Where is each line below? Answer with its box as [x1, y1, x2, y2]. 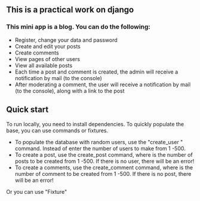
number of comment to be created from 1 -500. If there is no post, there [14, 170, 192, 177]
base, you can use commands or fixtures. [6, 127, 109, 134]
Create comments [14, 49, 59, 56]
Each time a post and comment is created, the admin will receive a [14, 68, 178, 75]
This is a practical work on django [6, 5, 134, 15]
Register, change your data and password [14, 36, 118, 44]
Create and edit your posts [14, 42, 81, 50]
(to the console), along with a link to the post [14, 87, 125, 95]
